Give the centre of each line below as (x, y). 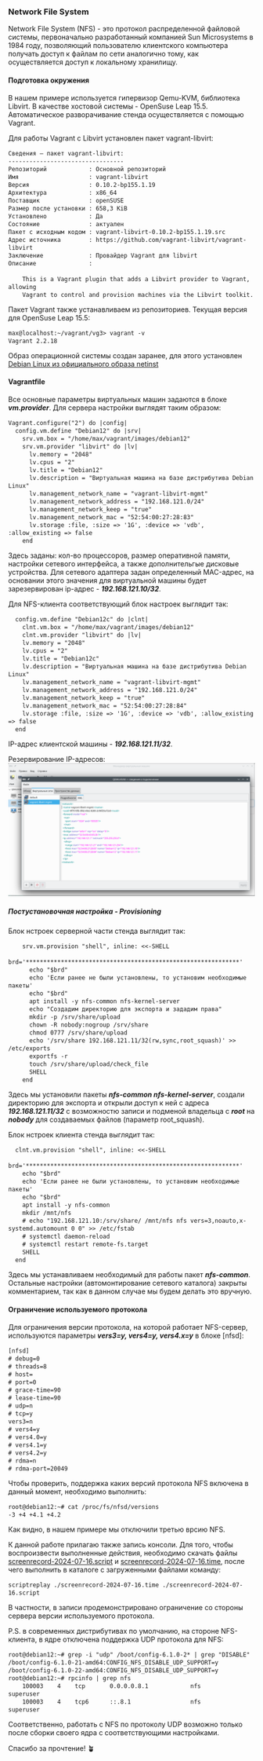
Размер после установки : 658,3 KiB (68, 208)
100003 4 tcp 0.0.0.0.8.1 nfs (112, 1686)
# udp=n (21, 1406)
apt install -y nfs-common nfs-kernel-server (104, 1001)
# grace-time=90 (34, 1390)
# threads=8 (27, 1366)
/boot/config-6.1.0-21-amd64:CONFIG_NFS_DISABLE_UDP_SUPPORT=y (113, 1662)
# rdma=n (22, 1461)
